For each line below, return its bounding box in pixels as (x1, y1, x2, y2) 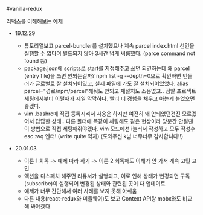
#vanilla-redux (6, 5, 42, 12)
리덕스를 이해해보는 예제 (6, 18, 63, 25)
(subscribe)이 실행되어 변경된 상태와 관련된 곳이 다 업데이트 (24, 180, 166, 187)
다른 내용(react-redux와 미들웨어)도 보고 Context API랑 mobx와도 (24, 195, 181, 202)
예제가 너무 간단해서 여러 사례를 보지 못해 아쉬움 (24, 187, 137, 194)
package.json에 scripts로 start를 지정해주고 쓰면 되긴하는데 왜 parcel (24, 65, 190, 72)
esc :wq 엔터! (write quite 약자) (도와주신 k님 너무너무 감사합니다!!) (24, 133, 184, 140)
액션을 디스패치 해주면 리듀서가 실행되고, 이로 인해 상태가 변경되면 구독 (24, 172, 190, 179)
